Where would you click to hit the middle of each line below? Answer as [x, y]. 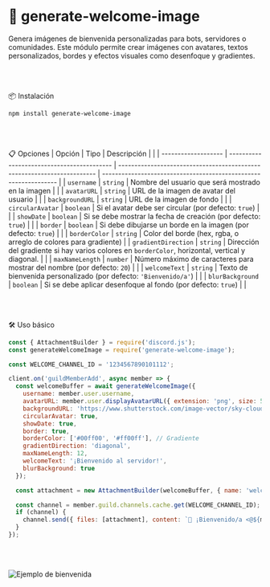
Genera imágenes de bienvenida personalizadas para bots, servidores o [127, 39]
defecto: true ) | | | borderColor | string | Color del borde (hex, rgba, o [124, 233]
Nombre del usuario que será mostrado [196, 182]
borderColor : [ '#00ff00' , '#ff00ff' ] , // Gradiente [111, 438]
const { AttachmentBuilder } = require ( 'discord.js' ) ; [102, 342]
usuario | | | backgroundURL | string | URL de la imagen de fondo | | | [120, 199]
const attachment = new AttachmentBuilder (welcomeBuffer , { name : [129, 490]
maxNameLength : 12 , [55, 454]
